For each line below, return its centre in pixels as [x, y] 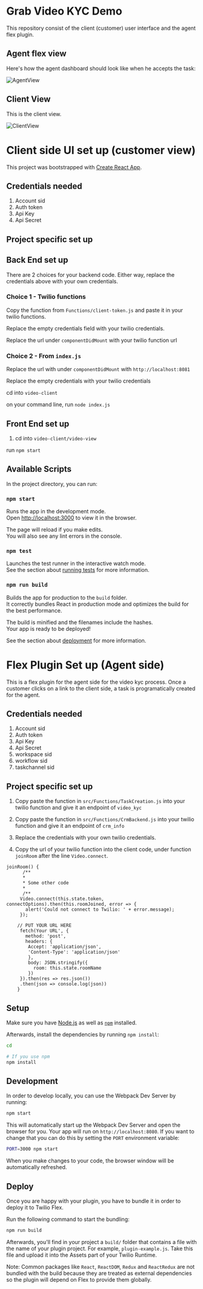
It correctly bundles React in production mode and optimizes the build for [98, 604]
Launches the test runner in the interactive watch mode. [76, 563]
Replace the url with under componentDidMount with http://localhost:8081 [98, 369]
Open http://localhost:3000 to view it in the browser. [72, 518]
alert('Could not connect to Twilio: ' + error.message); [100, 910]
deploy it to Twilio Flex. [35, 1207]
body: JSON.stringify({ [58, 963]
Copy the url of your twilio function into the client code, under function [103, 849]
